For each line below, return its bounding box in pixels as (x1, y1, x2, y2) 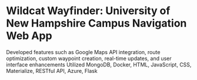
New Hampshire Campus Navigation (6, 16, 187, 30)
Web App (6, 29, 52, 42)
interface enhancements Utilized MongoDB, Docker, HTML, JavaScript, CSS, (6, 61, 192, 68)
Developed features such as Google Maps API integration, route (6, 48, 161, 55)
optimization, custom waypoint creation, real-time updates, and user (6, 55, 172, 62)
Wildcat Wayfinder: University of (6, 4, 171, 18)
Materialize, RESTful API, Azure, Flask (6, 67, 98, 74)
